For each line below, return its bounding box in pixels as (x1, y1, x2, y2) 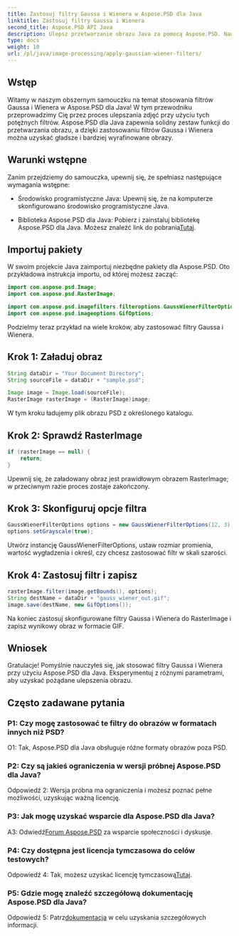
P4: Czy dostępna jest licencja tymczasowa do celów (7, 845, 196, 855)
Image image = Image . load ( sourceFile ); (7, 389, 126, 396)
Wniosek (7, 642, 48, 654)
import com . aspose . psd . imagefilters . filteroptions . (7, 303, 164, 310)
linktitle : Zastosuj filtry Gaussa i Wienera (7, 17, 144, 24)
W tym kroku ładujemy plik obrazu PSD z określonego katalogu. (7, 409, 194, 417)
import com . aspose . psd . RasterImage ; (7, 290, 116, 298)
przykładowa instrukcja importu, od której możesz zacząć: (7, 270, 179, 278)
